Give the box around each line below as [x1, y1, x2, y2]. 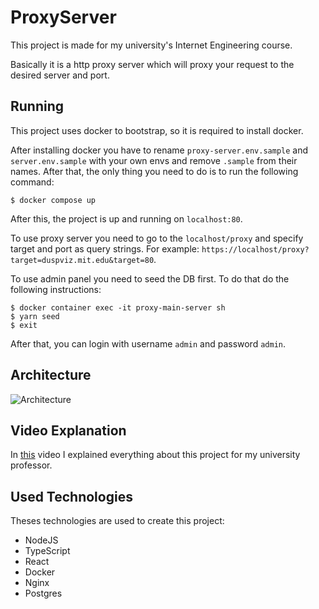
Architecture [10, 367, 92, 384]
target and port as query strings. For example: [10, 242, 200, 255]
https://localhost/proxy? [201, 244, 310, 255]
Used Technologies [10, 488, 133, 505]
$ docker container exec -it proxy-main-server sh [10, 302, 226, 313]
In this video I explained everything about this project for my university [10, 449, 301, 461]
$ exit [10, 320, 38, 330]
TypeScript [24, 545, 71, 557]
